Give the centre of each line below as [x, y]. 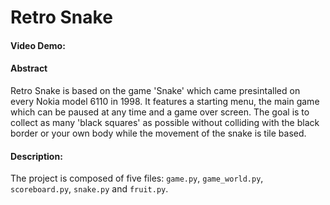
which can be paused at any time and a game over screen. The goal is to [160, 112]
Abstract [29, 68]
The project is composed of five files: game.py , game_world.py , [137, 178]
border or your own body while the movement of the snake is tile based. [158, 133]
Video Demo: [38, 45]
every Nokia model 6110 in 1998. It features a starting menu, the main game [165, 101]
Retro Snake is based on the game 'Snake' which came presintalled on [155, 90]
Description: [36, 156]
